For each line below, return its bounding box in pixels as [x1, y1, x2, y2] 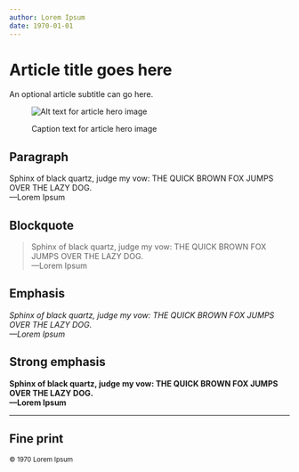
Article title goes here [9, 60, 173, 80]
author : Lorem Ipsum [9, 12, 86, 22]
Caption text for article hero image [31, 124, 158, 134]
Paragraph [9, 149, 69, 165]
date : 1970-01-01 [9, 21, 74, 30]
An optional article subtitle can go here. [9, 89, 154, 100]
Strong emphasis [9, 354, 107, 370]
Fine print [9, 431, 64, 446]
